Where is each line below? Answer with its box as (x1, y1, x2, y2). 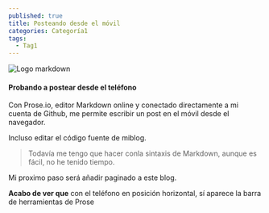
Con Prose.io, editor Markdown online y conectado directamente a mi (8, 100, 239, 110)
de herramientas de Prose (8, 197, 95, 207)
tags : (8, 34, 27, 43)
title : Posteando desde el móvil (8, 19, 121, 27)
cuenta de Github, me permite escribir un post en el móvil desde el (8, 109, 230, 119)
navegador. (8, 118, 46, 127)
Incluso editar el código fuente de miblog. (8, 133, 147, 143)
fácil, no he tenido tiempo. (27, 157, 115, 167)
